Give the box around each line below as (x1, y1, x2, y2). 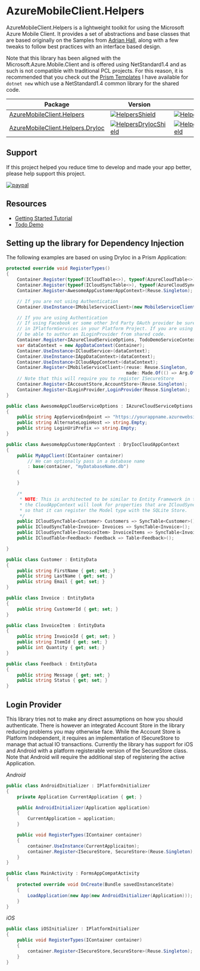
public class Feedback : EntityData (6, 660, 97, 667)
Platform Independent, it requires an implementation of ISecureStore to (6, 734, 180, 742)
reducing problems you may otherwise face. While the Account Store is (6, 728, 181, 735)
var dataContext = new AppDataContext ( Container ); (17, 342, 145, 348)
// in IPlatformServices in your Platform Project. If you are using (17, 326, 193, 332)
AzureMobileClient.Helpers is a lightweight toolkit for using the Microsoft (6, 24, 185, 31)
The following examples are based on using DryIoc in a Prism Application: (6, 254, 187, 261)
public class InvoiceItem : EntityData (6, 622, 105, 628)
